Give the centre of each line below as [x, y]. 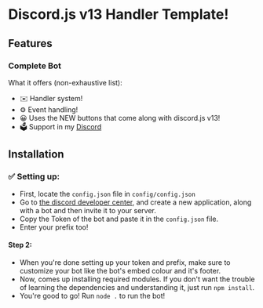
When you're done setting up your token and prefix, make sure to [125, 262]
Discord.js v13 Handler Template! [119, 14]
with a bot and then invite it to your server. [88, 210]
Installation [36, 154]
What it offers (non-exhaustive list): [66, 82]
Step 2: [20, 245]
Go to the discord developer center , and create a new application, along [135, 202]
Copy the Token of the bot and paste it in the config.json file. [119, 219]
